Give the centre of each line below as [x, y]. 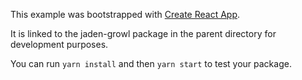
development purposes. [59, 44]
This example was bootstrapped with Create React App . [125, 14]
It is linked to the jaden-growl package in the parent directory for [143, 33]
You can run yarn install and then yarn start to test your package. [151, 63]
